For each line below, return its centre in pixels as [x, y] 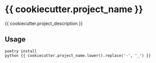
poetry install [21, 51]
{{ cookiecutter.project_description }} [44, 23]
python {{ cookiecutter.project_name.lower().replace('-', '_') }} [78, 55]
